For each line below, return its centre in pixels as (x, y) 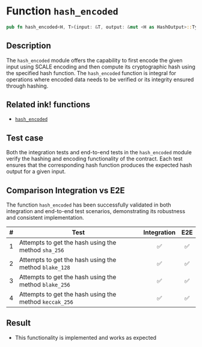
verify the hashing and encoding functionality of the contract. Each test (94, 159)
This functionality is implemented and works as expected (86, 337)
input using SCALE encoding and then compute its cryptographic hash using (101, 67)
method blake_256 (44, 285)
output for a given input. (36, 172)
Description (29, 46)
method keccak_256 (46, 302)
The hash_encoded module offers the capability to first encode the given (94, 60)
